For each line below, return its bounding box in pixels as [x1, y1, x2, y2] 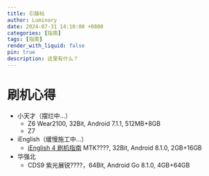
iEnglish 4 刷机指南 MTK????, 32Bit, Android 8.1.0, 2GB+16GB [27, 143, 202, 152]
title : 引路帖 [7, 10, 45, 17]
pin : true [7, 49, 36, 56]
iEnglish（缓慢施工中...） [17, 134, 88, 143]
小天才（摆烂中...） [17, 112, 71, 120]
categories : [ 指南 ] [7, 29, 62, 37]
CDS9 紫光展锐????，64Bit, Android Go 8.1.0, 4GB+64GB [27, 161, 190, 169]
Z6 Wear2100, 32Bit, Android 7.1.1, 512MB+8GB [27, 119, 161, 127]
